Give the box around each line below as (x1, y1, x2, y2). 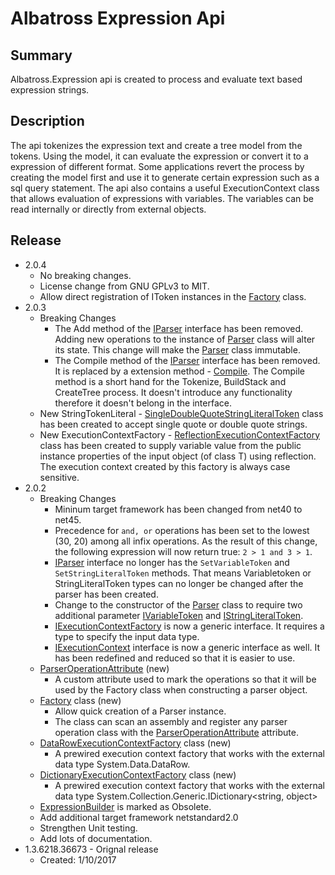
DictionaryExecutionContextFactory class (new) (39, 768, 237, 781)
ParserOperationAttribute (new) (39, 662, 170, 674)
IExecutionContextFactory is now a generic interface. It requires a (54, 620, 325, 632)
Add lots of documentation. (39, 832, 153, 844)
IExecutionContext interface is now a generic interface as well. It (54, 641, 321, 653)
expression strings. (10, 84, 90, 96)
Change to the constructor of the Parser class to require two (54, 598, 303, 611)
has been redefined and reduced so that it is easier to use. (54, 652, 296, 664)
